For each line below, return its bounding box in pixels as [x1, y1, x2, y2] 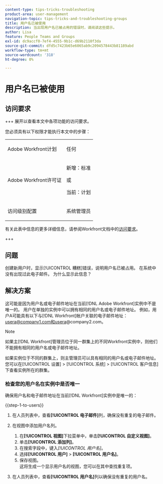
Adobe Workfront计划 [7, 146, 57, 152]
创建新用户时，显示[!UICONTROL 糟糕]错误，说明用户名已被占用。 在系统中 [5, 265, 157, 271]
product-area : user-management [5, 12, 69, 17]
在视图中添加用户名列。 [12, 423, 59, 428]
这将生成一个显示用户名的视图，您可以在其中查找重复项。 [19, 464, 135, 469]
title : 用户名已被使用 [5, 20, 46, 26]
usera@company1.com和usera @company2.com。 [5, 318, 106, 324]
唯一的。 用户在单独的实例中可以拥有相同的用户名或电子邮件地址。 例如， [5, 306, 152, 312]
